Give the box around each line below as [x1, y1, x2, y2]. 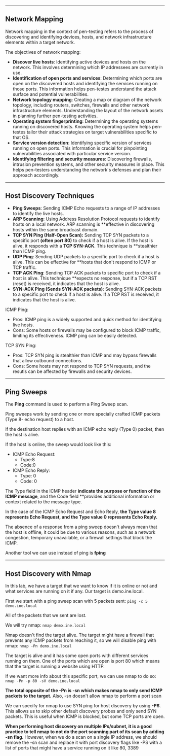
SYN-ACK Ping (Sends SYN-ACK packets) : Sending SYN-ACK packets [12, 286, 162, 292]
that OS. [12, 134, 30, 140]
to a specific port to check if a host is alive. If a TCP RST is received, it [12, 291, 159, 297]
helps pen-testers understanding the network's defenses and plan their [12, 166, 162, 173]
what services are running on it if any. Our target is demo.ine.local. [5, 588, 144, 594]
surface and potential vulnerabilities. [12, 91, 89, 97]
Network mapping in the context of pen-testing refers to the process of [5, 28, 154, 35]
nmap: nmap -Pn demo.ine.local [5, 643, 72, 649]
